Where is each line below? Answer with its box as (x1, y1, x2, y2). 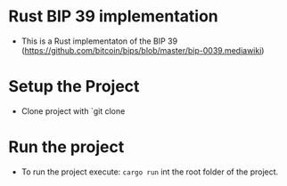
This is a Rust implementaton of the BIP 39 (20, 36, 178, 46)
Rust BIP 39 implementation (8, 6, 219, 27)
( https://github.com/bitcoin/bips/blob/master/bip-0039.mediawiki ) (20, 44, 265, 55)
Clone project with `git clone (20, 105, 126, 117)
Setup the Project (8, 77, 140, 97)
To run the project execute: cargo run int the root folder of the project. (20, 166, 279, 177)
